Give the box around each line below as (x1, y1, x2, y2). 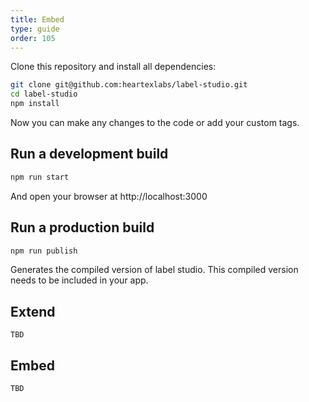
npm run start (10, 172, 70, 182)
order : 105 (10, 33, 56, 43)
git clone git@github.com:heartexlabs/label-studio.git (10, 80, 248, 90)
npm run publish (10, 246, 78, 256)
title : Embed (10, 14, 65, 25)
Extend (10, 303, 56, 320)
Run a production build (10, 219, 155, 236)
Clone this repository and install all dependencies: (10, 61, 217, 73)
